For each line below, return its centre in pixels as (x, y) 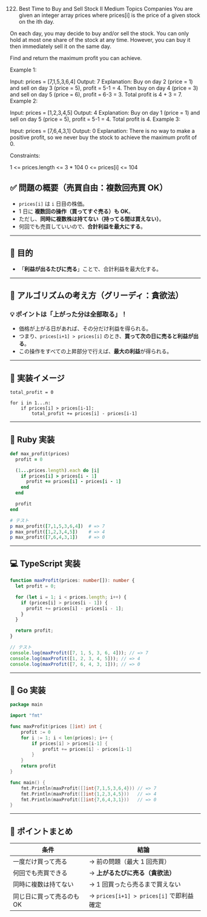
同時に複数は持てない (44, 884)
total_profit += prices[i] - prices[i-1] (85, 414)
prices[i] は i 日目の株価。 (53, 203)
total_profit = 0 (32, 393)
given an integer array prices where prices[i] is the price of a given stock (109, 15)
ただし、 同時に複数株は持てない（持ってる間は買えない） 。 (92, 218)
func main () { (28, 782)
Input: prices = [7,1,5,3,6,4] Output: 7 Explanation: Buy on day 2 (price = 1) (101, 82)
